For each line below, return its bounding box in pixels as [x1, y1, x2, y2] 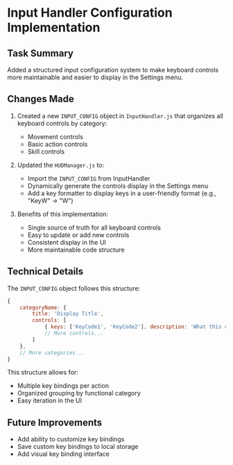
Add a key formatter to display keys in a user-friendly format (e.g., [27, 189, 217, 197]
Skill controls [27, 147, 64, 156]
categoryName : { [19, 304, 67, 311]
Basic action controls [27, 140, 88, 148]
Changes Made [7, 93, 74, 105]
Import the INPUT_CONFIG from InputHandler [27, 174, 150, 182]
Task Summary [7, 47, 74, 59]
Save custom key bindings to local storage [17, 443, 139, 451]
